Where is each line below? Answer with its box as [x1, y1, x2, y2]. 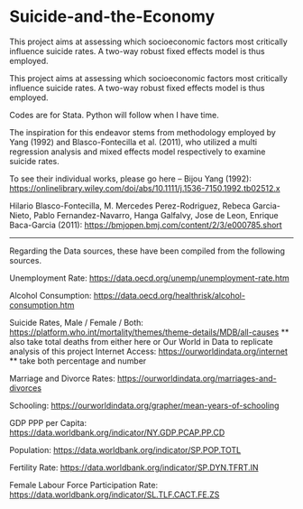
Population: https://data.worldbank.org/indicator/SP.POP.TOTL [9, 444, 242, 455]
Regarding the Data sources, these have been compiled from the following [9, 245, 286, 256]
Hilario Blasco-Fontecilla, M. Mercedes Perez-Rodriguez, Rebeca [9, 200, 251, 211]
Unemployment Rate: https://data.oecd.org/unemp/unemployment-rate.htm [9, 273, 290, 283]
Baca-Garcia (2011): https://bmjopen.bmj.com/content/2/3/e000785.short [9, 219, 282, 230]
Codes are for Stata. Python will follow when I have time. [9, 109, 219, 120]
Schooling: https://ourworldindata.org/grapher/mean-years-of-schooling [9, 400, 280, 411]
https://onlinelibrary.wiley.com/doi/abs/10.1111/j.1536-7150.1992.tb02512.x [9, 182, 281, 193]
